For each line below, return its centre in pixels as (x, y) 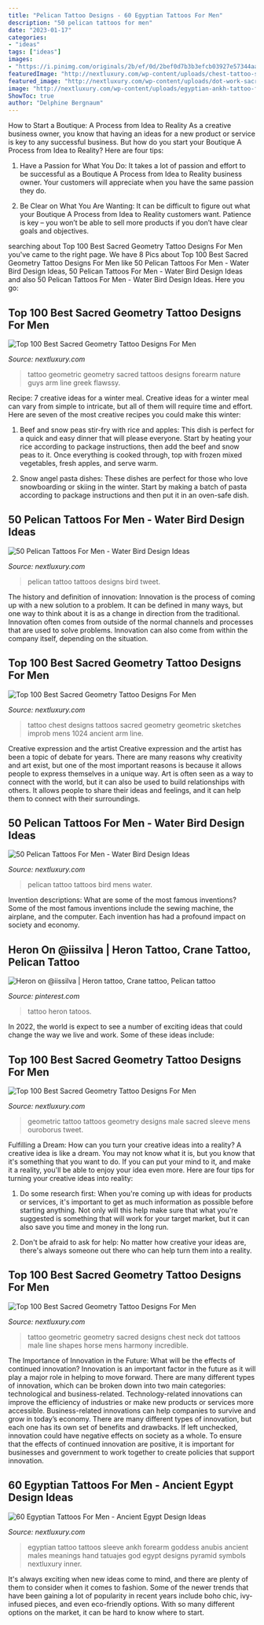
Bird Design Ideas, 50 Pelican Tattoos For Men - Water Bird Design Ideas (126, 271)
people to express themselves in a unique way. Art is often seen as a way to (131, 773)
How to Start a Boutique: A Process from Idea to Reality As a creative (120, 126)
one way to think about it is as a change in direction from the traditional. (124, 613)
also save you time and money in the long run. (94, 1227)
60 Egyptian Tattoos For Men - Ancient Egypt (121, 1486)
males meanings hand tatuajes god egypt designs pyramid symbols (136, 1555)
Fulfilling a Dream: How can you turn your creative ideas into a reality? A (125, 1145)
